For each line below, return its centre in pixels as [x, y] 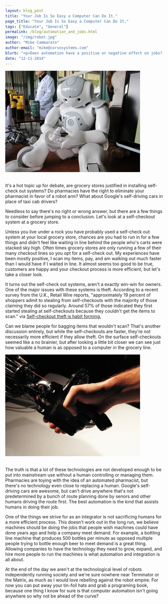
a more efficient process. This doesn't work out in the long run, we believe [82, 522]
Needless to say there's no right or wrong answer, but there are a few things [84, 211]
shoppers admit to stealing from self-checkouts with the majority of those [81, 300]
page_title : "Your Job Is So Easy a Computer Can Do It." [67, 21]
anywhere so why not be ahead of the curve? [52, 596]
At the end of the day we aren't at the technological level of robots [73, 569]
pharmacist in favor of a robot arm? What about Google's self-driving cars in [84, 196]
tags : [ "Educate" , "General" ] [37, 27]
